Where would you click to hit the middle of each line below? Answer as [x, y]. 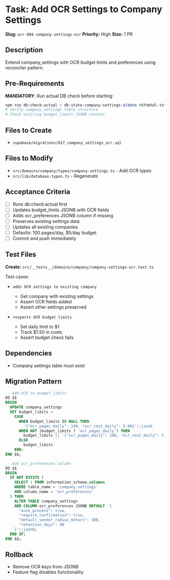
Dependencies [29, 353]
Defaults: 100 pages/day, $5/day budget [55, 233]
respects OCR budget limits [42, 317]
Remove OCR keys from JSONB [46, 567]
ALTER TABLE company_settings [46, 501]
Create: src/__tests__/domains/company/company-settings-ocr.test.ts [80, 266]
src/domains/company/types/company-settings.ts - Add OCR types [82, 170]
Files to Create [29, 130]
